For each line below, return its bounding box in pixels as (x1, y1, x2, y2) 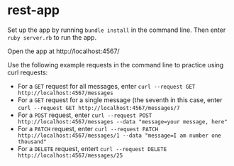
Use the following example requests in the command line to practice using (7, 60, 224, 69)
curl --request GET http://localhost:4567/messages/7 (17, 104, 180, 111)
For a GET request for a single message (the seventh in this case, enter (17, 95, 223, 104)
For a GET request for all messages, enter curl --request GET (17, 82, 196, 90)
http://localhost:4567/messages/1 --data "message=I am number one (17, 132, 221, 139)
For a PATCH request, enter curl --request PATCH (17, 124, 159, 133)
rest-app (7, 2, 60, 18)
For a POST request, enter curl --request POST (17, 111, 152, 119)
